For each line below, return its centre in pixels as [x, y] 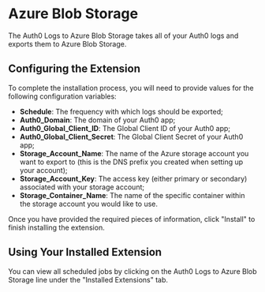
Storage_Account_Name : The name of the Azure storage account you [134, 153]
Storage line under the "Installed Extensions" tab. [88, 279]
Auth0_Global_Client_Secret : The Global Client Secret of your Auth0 [131, 137]
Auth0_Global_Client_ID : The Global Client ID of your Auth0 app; [125, 128]
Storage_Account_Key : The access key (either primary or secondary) [133, 178]
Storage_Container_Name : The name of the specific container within [132, 195]
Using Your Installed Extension [85, 252]
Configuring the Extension [74, 69]
